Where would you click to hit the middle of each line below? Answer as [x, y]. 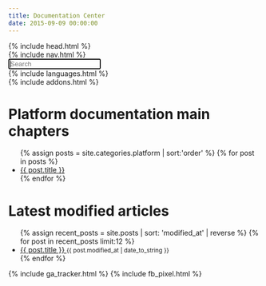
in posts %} [39, 161]
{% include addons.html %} [54, 81]
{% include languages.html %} [59, 73]
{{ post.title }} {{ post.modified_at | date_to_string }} [94, 250]
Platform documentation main [109, 114]
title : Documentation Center [57, 16]
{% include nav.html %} [47, 54]
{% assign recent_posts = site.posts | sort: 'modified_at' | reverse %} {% [139, 233]
